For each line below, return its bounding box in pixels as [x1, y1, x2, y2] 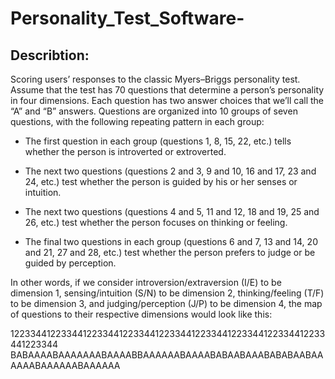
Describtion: [10, 47, 90, 64]
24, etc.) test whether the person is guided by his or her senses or [24, 176, 298, 187]
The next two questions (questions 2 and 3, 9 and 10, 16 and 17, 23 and [24, 165, 317, 177]
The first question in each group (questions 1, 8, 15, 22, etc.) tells [24, 135, 292, 147]
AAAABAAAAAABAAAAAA [10, 360, 121, 371]
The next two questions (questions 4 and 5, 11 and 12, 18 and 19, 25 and [24, 206, 320, 217]
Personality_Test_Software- [10, 7, 245, 30]
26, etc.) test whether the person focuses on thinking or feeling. [24, 217, 288, 228]
